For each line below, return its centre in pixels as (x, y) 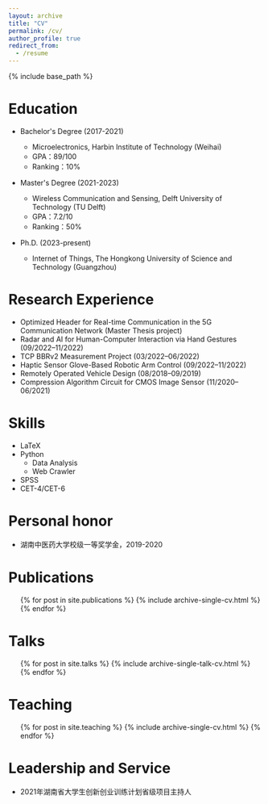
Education (43, 109)
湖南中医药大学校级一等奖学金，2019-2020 (91, 544)
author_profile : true (45, 38)
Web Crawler (54, 471)
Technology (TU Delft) (69, 207)
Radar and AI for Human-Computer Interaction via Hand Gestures (128, 339)
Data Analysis (55, 463)
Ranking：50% (57, 226)
